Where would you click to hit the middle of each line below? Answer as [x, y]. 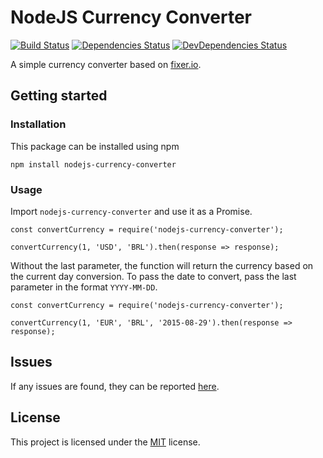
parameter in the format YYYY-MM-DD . [84, 287]
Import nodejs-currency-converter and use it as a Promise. [131, 211]
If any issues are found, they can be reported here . [115, 386]
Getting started [59, 96]
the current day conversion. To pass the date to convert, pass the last [153, 276]
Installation [38, 124]
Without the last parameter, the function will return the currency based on [162, 265]
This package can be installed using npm [95, 146]
